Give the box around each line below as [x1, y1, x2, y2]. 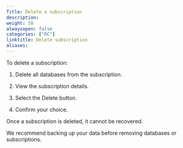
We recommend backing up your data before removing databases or [6, 129, 177, 137]
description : [6, 14, 39, 21]
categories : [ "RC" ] [6, 31, 56, 37]
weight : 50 [6, 20, 34, 26]
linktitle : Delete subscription [6, 37, 88, 43]
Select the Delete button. [14, 94, 77, 101]
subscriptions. [6, 135, 42, 143]
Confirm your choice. [14, 106, 68, 113]
